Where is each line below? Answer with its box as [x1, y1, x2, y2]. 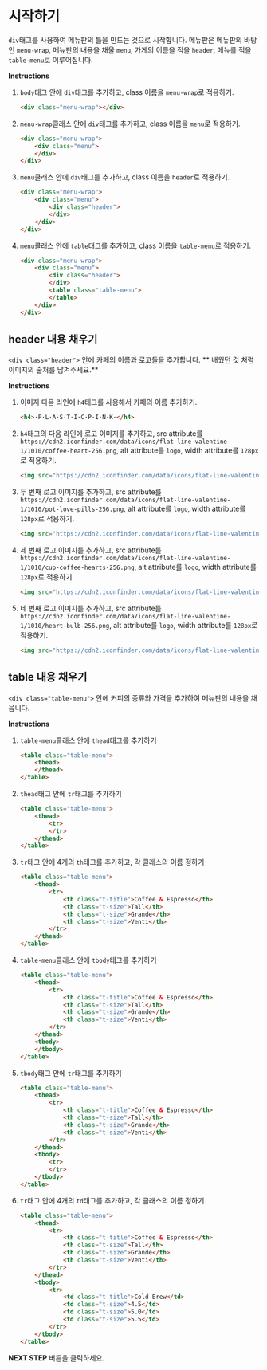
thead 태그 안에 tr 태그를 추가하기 [19, 789, 122, 799]
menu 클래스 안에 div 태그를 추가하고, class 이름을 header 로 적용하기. [19, 172, 230, 182]
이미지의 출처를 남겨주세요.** [8, 365, 99, 375]
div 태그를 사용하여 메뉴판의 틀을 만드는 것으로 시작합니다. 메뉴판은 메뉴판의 [8, 35, 243, 45]
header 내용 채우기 [8, 332, 98, 346]
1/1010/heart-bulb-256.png [19, 622, 110, 630]
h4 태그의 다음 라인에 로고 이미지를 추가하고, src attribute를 [19, 429, 203, 438]
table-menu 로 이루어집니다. [8, 55, 93, 65]
